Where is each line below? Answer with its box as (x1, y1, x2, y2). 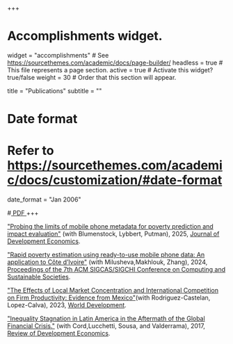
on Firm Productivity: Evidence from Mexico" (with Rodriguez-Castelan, (7, 293, 211, 302)
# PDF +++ (7, 209, 39, 218)
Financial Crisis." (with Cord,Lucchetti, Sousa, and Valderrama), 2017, (7, 322, 205, 330)
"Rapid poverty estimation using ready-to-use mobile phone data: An (7, 251, 205, 259)
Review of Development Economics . (7, 329, 111, 338)
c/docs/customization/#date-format (7, 172, 223, 188)
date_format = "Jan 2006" (7, 195, 81, 204)
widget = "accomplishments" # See (7, 51, 109, 59)
